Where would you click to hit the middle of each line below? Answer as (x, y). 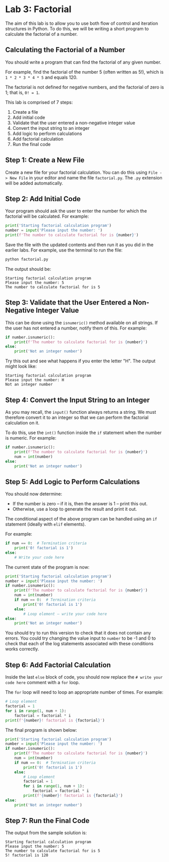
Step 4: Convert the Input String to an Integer (77, 400)
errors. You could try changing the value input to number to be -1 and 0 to (81, 638)
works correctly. (22, 649)
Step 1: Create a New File (45, 160)
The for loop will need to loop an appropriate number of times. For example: (84, 692)
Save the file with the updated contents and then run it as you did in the (79, 245)
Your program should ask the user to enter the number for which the (76, 211)
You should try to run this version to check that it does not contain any (78, 633)
